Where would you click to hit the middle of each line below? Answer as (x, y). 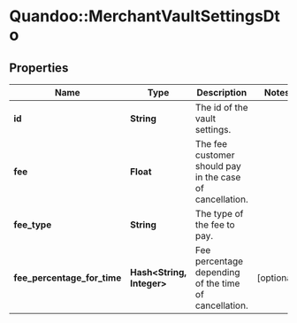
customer (215, 155)
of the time (217, 283)
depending (217, 272)
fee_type (33, 225)
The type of (219, 214)
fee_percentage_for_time (68, 278)
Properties (39, 68)
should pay (218, 166)
